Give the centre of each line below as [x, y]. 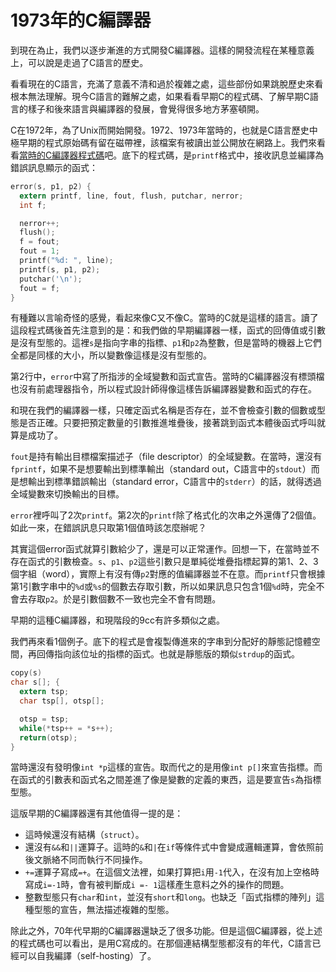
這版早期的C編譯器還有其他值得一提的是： [97, 813]
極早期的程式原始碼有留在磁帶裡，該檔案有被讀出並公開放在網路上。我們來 [163, 142]
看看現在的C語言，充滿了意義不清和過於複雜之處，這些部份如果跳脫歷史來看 [167, 83]
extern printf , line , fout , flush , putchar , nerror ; [131, 196]
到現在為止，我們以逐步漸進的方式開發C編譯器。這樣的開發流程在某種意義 [162, 50]
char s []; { [35, 682]
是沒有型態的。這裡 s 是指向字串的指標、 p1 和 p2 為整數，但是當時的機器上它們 [166, 343]
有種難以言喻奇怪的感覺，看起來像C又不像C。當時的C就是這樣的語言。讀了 [164, 318]
